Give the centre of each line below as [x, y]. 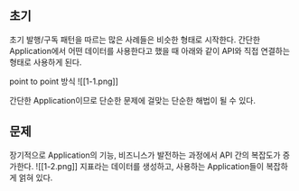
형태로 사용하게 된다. [46, 62]
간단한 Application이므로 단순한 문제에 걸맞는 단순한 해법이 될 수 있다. [132, 100]
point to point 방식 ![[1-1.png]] [64, 81]
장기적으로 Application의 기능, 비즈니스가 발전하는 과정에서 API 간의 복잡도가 [145, 155]
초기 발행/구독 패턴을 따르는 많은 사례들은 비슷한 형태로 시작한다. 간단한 [135, 40]
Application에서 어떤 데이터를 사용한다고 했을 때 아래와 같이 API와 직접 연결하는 [150, 50]
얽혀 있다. [36, 177]
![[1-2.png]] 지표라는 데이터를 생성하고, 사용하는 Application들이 [150, 166]
